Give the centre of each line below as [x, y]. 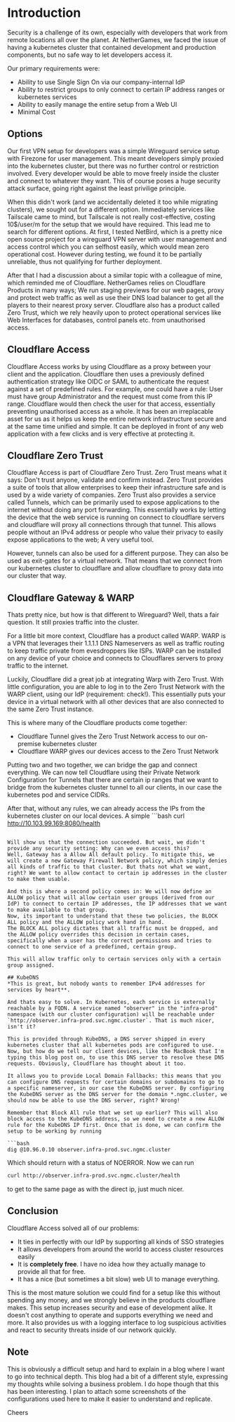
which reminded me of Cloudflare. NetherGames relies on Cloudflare [106, 282]
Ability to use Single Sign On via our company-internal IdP [101, 81]
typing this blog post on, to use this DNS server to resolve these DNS [116, 1058]
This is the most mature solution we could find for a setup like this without [114, 1292]
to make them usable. [39, 880]
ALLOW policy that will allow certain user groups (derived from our [111, 898]
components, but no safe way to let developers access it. [90, 55]
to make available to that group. [58, 910]
